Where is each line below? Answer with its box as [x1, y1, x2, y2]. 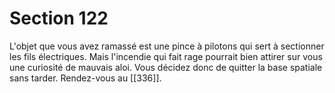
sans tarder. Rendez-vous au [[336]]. [9, 72, 162, 84]
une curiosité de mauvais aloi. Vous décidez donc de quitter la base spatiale [9, 61, 323, 73]
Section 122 [9, 7, 109, 30]
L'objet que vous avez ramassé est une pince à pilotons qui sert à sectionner [9, 40, 325, 52]
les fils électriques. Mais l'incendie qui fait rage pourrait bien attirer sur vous [9, 50, 323, 62]
